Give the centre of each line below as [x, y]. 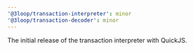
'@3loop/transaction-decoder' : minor [63, 20]
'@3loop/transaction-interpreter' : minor [70, 14]
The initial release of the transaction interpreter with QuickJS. [97, 40]
